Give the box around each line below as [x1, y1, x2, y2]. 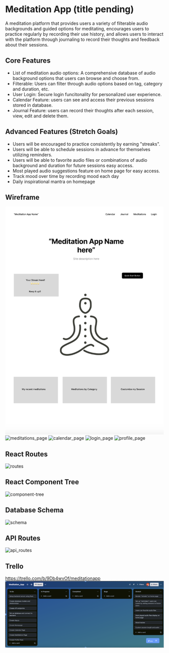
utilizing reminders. [12, 152, 53, 158]
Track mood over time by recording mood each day [12, 173, 119, 179]
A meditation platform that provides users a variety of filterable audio [5, 20, 148, 26]
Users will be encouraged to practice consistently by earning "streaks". [12, 141, 160, 147]
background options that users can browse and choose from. [12, 75, 140, 81]
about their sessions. [5, 41, 49, 48]
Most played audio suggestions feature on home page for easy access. [12, 168, 160, 174]
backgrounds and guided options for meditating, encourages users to [5, 25, 149, 31]
